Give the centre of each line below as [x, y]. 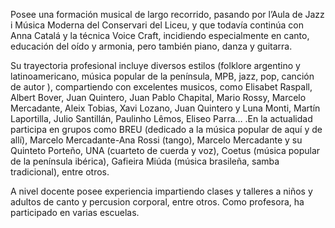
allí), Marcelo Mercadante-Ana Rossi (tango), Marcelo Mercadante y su [156, 140]
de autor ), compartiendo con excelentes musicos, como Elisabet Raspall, [161, 87]
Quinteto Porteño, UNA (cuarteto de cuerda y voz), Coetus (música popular [165, 150]
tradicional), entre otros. [60, 172]
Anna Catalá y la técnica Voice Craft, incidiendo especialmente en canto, [160, 35]
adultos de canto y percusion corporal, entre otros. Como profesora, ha [157, 202]
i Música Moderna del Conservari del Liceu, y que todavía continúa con [157, 25]
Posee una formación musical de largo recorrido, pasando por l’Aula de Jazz [167, 14]
